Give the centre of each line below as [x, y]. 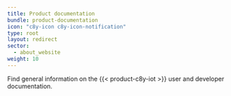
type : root [23, 33]
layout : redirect [32, 40]
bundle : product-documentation [53, 20]
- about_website [37, 53]
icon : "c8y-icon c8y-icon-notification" [67, 26]
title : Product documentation [51, 14]
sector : [18, 46]
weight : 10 [23, 59]
